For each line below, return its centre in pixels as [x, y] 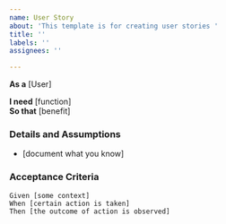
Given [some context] [50, 195]
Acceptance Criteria [54, 177]
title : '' [28, 34]
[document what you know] [73, 154]
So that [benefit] [40, 111]
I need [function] [40, 102]
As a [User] [30, 84]
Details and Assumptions [65, 134]
